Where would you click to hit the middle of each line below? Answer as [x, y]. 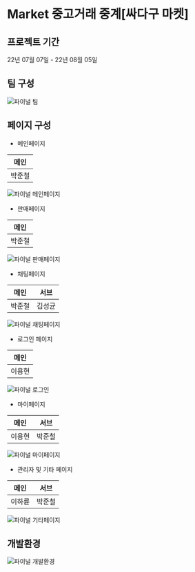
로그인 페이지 [35, 339]
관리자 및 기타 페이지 [45, 469]
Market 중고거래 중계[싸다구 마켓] [98, 14]
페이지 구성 [29, 125]
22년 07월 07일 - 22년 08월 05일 [52, 60]
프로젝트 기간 [33, 42]
